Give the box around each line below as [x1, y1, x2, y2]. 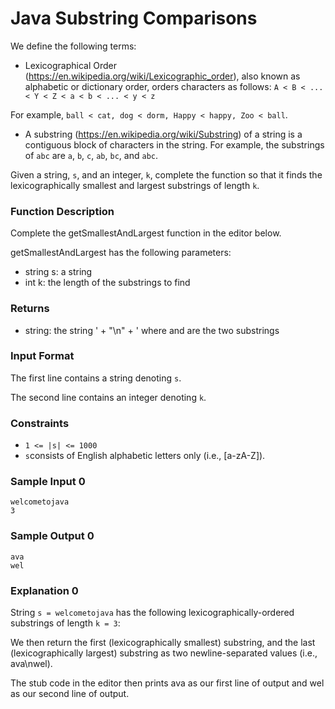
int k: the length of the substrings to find [24, 277, 191, 289]
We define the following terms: [10, 40, 137, 52]
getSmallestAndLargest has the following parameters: [10, 247, 232, 259]
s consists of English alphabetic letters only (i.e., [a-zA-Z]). [24, 450, 266, 462]
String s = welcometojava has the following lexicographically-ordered [10, 607, 295, 619]
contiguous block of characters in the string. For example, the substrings [24, 138, 325, 151]
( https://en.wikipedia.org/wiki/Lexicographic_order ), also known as [24, 70, 301, 82]
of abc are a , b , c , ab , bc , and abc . [24, 149, 158, 161]
